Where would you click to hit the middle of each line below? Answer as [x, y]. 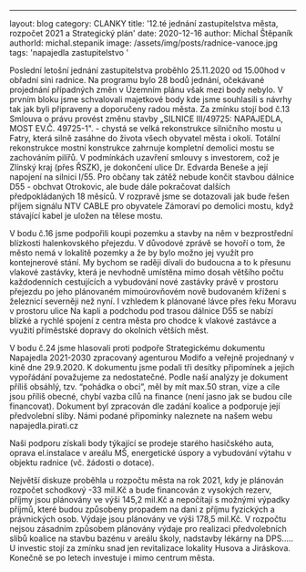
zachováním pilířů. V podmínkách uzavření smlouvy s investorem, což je [144, 157]
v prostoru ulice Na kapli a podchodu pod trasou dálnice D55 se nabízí [141, 311]
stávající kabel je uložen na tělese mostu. [86, 216]
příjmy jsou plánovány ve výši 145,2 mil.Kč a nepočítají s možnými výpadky [150, 499]
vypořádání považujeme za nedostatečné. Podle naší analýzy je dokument [149, 377]
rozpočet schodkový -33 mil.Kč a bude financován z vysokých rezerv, [141, 490]
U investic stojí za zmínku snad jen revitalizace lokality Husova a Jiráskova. [150, 548]
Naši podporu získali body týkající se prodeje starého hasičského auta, [142, 443]
